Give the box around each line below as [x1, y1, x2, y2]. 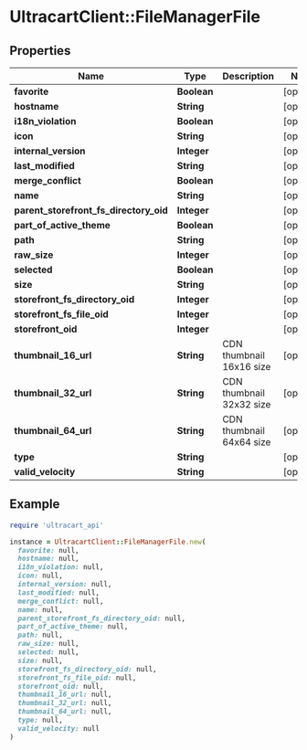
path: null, [17, 630, 64, 640]
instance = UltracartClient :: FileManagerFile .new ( [9, 537, 206, 546]
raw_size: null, [17, 639, 79, 649]
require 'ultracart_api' [9, 521, 104, 530]
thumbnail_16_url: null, [17, 690, 112, 700]
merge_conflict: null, [17, 597, 104, 606]
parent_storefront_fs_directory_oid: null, [17, 614, 185, 623]
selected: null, [17, 648, 79, 657]
